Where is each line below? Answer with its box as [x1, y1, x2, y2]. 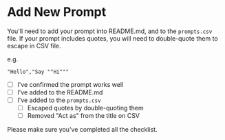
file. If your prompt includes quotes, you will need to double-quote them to [7, 34, 218, 42]
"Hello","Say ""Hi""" [7, 68, 69, 75]
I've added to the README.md [17, 88, 103, 97]
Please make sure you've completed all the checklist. [7, 126, 158, 134]
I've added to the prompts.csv [17, 96, 101, 104]
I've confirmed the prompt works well [17, 80, 124, 88]
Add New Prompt [7, 4, 107, 20]
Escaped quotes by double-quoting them [27, 104, 144, 112]
